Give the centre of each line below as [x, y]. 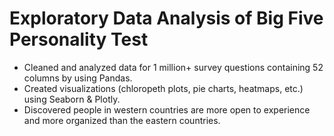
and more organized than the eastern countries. [122, 120]
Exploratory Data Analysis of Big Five [166, 18]
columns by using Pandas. [78, 78]
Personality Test [79, 39]
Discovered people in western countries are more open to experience [167, 109]
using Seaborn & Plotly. [72, 99]
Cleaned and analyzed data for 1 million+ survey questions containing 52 [173, 67]
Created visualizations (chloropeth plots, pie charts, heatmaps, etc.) [163, 88]
